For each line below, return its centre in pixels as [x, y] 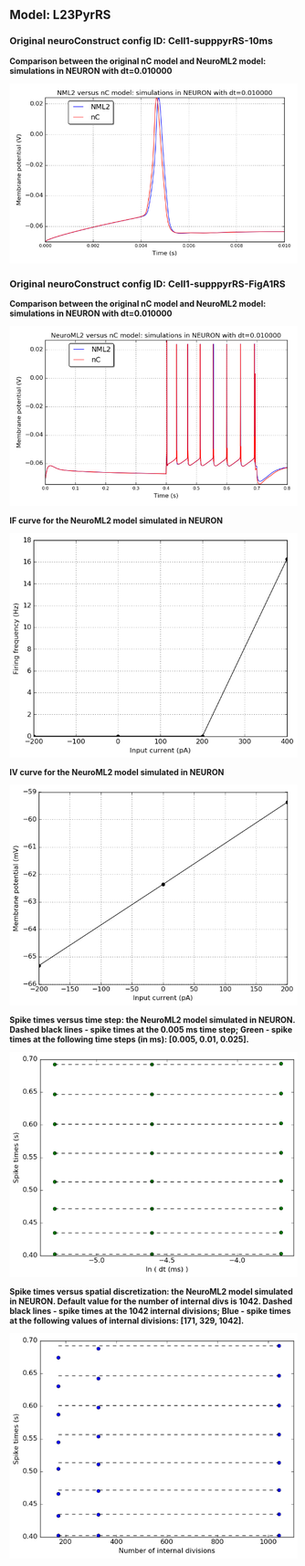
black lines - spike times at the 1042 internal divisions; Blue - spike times [150, 1310]
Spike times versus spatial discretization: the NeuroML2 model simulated [152, 1291]
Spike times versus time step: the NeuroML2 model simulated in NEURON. [152, 1020]
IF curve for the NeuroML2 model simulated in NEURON [116, 520]
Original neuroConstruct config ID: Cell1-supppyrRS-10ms [142, 41]
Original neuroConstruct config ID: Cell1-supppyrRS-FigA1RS [147, 284]
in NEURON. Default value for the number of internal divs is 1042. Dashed [151, 1301]
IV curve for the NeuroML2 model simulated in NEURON [117, 772]
